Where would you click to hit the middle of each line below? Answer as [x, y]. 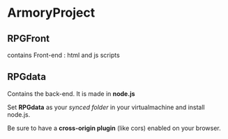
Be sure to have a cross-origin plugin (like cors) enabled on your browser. [114, 128]
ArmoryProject [51, 13]
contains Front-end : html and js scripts [63, 55]
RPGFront [29, 39]
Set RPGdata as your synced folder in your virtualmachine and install [106, 107]
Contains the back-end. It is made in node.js [71, 93]
